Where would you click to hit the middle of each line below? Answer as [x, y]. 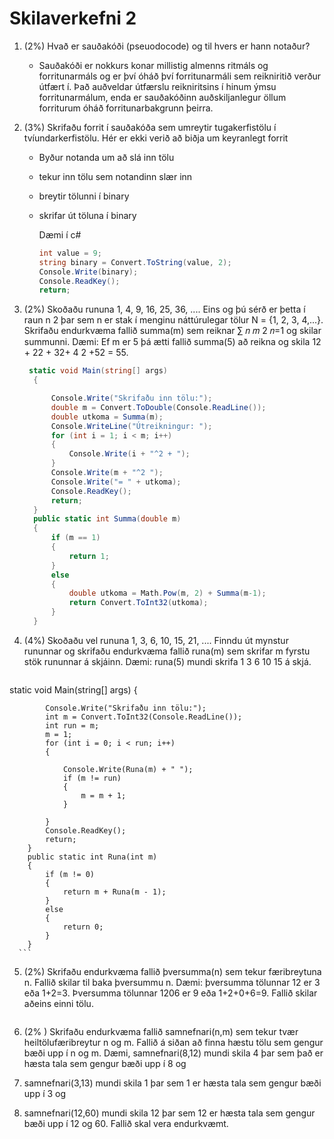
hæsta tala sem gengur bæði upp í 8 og [105, 1063]
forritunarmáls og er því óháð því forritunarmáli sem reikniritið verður [180, 76]
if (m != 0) [70, 874]
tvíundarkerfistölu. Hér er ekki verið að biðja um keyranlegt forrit [156, 138]
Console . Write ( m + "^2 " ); [107, 473]
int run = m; [72, 725]
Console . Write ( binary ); [88, 272]
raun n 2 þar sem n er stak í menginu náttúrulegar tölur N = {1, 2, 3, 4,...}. [173, 320]
